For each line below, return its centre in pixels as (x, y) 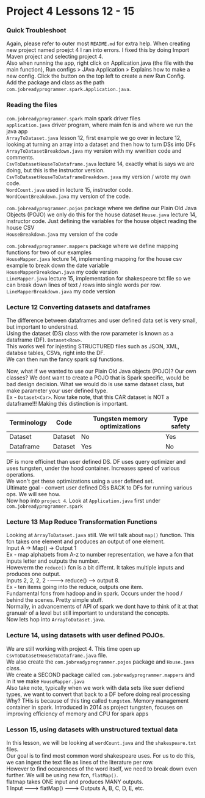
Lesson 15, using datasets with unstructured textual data (92, 730)
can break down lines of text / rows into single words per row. (84, 285)
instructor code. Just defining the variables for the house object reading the (102, 221)
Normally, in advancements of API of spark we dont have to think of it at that (102, 607)
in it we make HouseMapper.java (45, 681)
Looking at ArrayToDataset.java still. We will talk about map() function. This (101, 535)
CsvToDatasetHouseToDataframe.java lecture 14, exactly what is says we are (100, 164)
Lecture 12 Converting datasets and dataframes (78, 307)
